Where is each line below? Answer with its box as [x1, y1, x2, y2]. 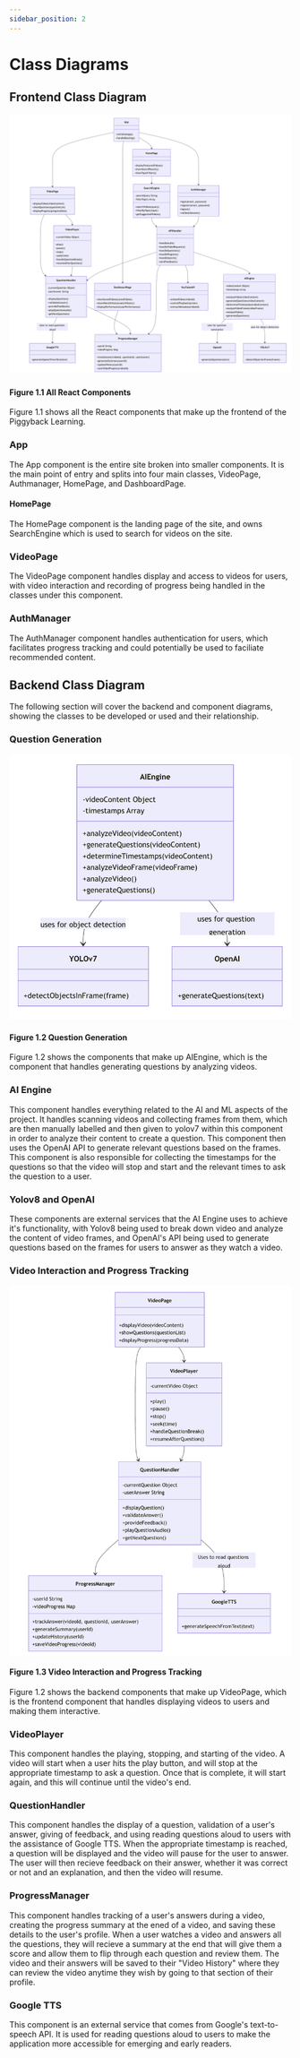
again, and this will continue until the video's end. [9, 1777, 192, 1787]
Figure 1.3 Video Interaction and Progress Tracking [9, 1666, 202, 1677]
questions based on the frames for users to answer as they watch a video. [9, 1242, 284, 1253]
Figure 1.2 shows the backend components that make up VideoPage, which [9, 1686, 287, 1697]
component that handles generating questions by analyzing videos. [9, 1062, 258, 1072]
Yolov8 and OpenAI [9, 1193, 96, 1205]
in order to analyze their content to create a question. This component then [9, 1132, 287, 1143]
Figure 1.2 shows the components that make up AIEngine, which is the [9, 1052, 268, 1063]
